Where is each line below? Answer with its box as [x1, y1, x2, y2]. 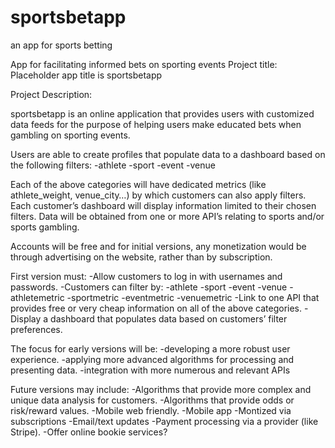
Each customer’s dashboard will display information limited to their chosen [10, 199, 317, 211]
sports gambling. [10, 221, 80, 233]
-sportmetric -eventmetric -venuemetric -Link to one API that [66, 291, 320, 303]
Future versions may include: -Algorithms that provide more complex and [10, 383, 312, 395]
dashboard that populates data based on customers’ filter [50, 312, 288, 325]
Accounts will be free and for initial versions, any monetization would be [10, 240, 307, 252]
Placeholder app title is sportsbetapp [10, 69, 163, 81]
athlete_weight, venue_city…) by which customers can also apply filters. [10, 189, 307, 201]
